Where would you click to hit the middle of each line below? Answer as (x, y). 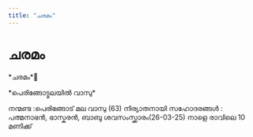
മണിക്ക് (20, 126)
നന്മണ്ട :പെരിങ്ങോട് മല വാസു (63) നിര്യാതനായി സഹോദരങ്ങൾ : (115, 108)
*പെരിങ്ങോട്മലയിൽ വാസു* (52, 92)
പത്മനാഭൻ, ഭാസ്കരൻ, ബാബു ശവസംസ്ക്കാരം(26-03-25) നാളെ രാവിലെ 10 (127, 117)
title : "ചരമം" (32, 15)
